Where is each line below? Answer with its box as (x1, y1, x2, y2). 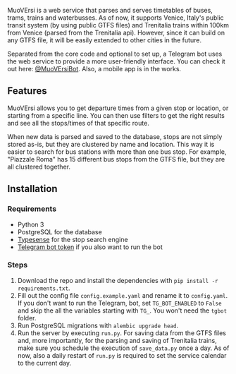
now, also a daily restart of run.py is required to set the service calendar (17, 351, 227, 359)
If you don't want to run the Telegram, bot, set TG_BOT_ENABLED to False (17, 298, 222, 307)
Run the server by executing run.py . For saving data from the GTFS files (17, 328, 227, 337)
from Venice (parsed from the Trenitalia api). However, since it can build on (7, 28, 225, 37)
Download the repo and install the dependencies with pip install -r (17, 276, 218, 284)
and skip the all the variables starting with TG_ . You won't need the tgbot (17, 306, 228, 315)
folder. (17, 313, 37, 322)
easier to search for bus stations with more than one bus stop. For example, (7, 147, 227, 156)
